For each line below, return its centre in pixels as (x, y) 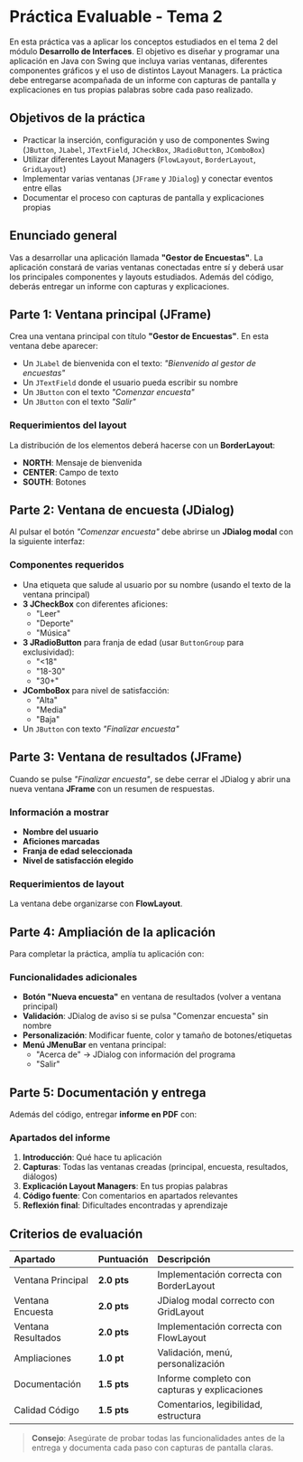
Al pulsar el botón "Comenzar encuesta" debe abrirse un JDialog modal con (151, 532)
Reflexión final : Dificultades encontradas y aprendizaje (125, 1205)
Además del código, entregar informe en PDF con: (103, 1115)
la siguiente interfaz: (47, 542)
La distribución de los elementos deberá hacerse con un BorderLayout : (142, 445)
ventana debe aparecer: (54, 346)
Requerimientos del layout (68, 425)
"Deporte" (55, 623)
